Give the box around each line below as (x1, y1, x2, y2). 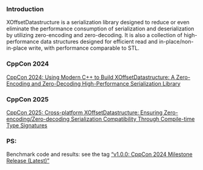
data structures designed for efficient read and (40, 38, 158, 46)
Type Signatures (6, 121, 48, 129)
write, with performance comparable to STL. (28, 44, 140, 52)
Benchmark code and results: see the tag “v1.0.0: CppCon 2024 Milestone (6, 151, 193, 158)
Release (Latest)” (6, 157, 50, 165)
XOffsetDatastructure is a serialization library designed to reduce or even (6, 19, 190, 26)
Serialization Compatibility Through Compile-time (71, 115, 195, 123)
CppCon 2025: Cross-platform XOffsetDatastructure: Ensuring (6, 109, 163, 116)
